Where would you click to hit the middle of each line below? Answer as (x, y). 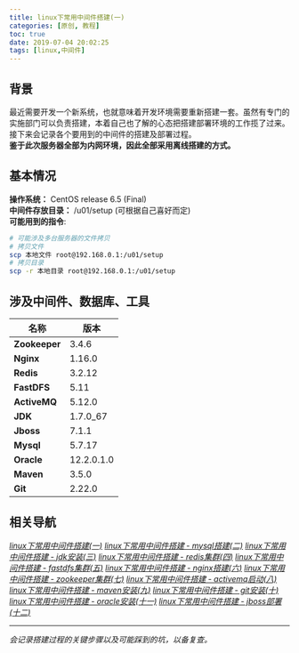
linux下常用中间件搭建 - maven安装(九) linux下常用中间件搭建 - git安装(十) (144, 590)
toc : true (28, 34)
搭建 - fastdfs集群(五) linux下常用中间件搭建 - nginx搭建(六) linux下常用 (155, 568)
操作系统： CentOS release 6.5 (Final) (78, 199)
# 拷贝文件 (27, 246)
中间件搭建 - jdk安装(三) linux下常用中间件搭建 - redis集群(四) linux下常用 (143, 556)
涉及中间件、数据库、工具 (79, 301)
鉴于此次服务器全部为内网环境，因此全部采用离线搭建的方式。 (122, 145)
